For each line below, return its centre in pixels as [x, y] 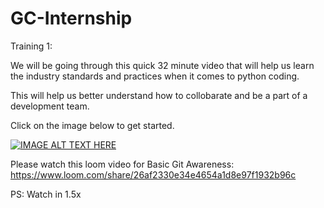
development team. [50, 106]
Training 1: [31, 46]
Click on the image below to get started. [92, 125]
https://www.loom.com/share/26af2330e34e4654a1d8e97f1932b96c [153, 174]
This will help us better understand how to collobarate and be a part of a [159, 95]
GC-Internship [71, 18]
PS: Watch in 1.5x [46, 194]
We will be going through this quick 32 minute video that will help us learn [162, 65]
